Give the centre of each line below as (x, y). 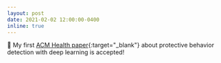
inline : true (26, 26)
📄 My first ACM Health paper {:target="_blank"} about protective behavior (111, 45)
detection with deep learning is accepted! (66, 52)
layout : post (26, 13)
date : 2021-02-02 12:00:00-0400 (53, 20)
